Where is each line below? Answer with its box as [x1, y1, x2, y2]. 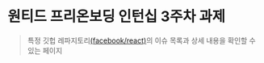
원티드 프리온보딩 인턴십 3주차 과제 [7, 7, 225, 26]
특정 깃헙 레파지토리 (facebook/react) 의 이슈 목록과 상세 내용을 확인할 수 [27, 36, 256, 45]
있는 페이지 [27, 45, 63, 55]
